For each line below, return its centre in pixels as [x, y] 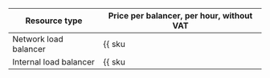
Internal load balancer [53, 62]
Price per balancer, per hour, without [180, 16]
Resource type [54, 21]
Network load [38, 39]
